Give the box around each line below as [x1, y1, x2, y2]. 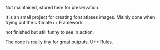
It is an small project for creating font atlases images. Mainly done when [5, 14, 155, 20]
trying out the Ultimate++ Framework [5, 20, 83, 25]
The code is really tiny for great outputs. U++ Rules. [5, 39, 113, 45]
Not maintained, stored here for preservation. [5, 5, 100, 10]
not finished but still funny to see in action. [5, 29, 94, 35]
